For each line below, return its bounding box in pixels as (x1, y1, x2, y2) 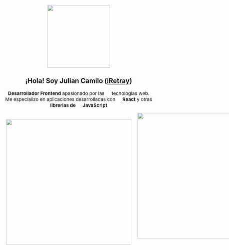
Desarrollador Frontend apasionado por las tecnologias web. (8, 90, 150, 96)
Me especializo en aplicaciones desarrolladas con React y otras (5, 96, 152, 102)
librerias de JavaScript (50, 102, 108, 108)
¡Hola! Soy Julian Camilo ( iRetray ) (25, 77, 132, 85)
